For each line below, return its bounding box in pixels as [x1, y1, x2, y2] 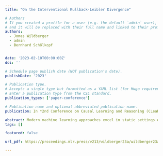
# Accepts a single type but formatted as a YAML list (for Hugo [5, 86, 140, 92]
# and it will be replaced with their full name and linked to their [5, 25, 149, 29]
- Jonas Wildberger [9, 34, 49, 39]
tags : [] [5, 122, 23, 127]
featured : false [5, 131, 38, 136]
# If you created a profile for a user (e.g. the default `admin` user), [5, 20, 158, 25]
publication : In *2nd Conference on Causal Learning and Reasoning [5, 109, 145, 113]
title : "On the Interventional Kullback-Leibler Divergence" [5, 7, 131, 12]
